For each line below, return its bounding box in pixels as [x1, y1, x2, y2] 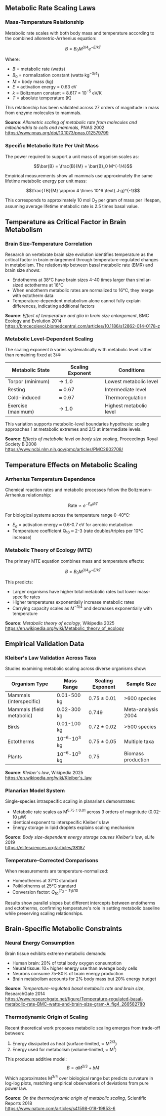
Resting [7, 386, 26, 393]
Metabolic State [11, 367, 50, 373]
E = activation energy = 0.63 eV [12, 83, 77, 89]
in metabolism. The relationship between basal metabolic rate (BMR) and [5, 262, 153, 268]
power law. [5, 1085, 27, 1091]
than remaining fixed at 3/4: [5, 352, 62, 358]
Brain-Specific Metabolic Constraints [5, 925, 123, 933]
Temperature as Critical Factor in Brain [5, 217, 126, 226]
